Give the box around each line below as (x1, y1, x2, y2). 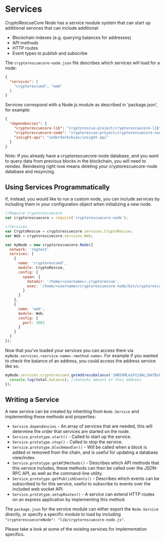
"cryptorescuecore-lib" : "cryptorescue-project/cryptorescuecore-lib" (14, 126, 162, 131)
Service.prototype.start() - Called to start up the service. (12, 434, 132, 440)
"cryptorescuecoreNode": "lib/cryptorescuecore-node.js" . (5, 516, 125, 523)
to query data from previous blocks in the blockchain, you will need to (5, 158, 146, 164)
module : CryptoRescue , (18, 265, 65, 270)
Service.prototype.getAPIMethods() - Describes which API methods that (12, 460, 160, 466)
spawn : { (23, 274, 41, 279)
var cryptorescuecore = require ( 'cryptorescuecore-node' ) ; (5, 215, 129, 220)
